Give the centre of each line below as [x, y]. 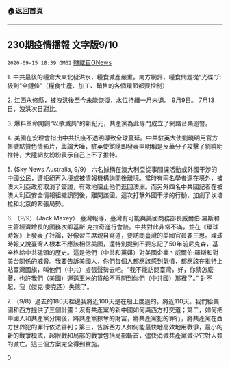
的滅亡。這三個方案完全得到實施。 [55, 344]
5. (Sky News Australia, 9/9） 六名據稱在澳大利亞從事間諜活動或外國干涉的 [112, 170]
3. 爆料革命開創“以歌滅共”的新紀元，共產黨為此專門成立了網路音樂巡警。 [109, 123]
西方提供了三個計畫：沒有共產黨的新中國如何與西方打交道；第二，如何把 [121, 310]
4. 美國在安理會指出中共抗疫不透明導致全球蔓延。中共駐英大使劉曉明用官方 [113, 138]
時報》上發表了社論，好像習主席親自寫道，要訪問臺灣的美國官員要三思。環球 [115, 236]
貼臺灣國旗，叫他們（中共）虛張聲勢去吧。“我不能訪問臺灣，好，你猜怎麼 [111, 270]
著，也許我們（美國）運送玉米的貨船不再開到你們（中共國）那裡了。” [103, 278]
